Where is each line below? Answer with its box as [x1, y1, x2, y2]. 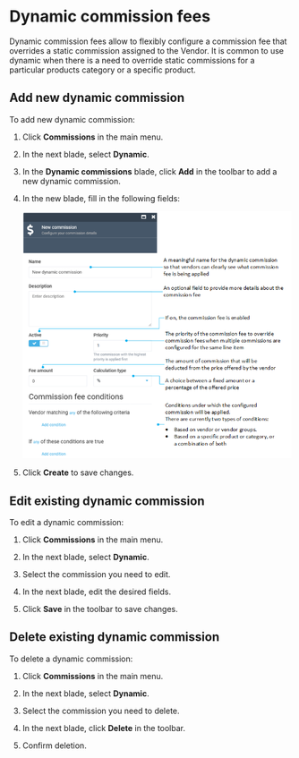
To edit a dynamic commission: [9, 517, 124, 528]
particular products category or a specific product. [9, 64, 197, 75]
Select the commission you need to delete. [21, 705, 181, 716]
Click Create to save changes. [21, 467, 134, 478]
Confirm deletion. [21, 740, 87, 751]
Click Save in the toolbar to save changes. [21, 604, 178, 615]
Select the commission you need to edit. [21, 569, 171, 580]
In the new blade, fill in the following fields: [21, 192, 181, 203]
